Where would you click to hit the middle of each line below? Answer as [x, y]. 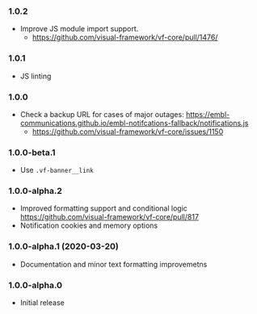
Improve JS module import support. [79, 29]
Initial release [42, 303]
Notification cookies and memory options [89, 226]
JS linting [36, 76]
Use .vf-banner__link [57, 170]
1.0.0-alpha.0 [36, 285]
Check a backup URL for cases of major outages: [102, 114]
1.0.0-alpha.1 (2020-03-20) [63, 246]
